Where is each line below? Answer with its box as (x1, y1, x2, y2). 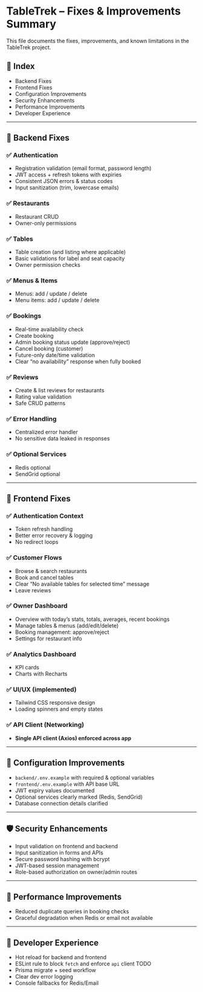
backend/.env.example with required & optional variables (14, 774, 155, 781)
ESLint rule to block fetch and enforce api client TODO (14, 960, 152, 967)
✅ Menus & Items (6, 276, 58, 284)
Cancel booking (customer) (14, 344, 83, 352)
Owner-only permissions (14, 220, 77, 227)
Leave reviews (14, 586, 51, 594)
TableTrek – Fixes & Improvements (6, 4, 181, 18)
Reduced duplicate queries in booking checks (14, 908, 129, 915)
